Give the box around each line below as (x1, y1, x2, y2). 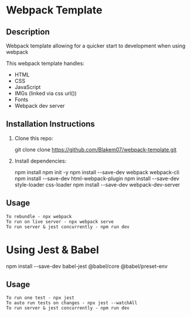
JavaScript (14, 84, 41, 91)
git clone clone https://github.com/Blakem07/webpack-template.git (14, 146, 177, 153)
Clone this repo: (14, 135, 53, 142)
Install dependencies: (14, 157, 67, 164)
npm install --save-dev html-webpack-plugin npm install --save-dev (14, 175, 180, 182)
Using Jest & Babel (6, 243, 100, 256)
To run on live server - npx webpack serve (6, 219, 114, 225)
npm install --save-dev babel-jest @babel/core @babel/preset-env (6, 263, 168, 270)
